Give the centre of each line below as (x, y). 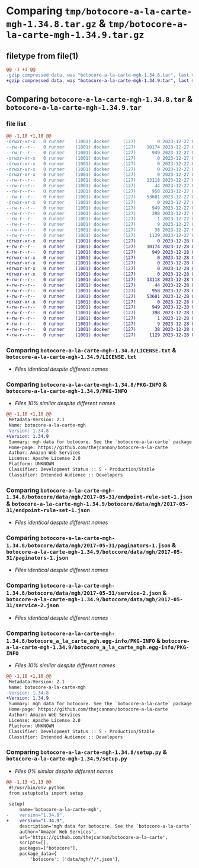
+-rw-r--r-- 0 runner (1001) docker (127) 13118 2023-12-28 (98, 280)
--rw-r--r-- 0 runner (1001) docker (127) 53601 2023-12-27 (98, 197)
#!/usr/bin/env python (37, 787)
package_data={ (38, 854)
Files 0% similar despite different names (64, 771)
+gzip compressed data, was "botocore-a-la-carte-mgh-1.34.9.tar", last (98, 81)
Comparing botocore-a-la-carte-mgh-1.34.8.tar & (99, 99)
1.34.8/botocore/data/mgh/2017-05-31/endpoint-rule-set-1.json (99, 497)
